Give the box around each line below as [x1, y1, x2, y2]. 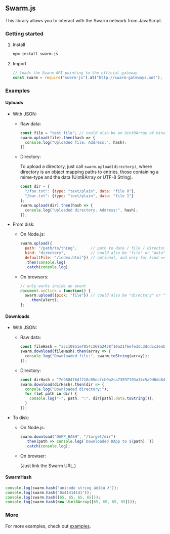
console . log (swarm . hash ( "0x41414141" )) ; [5, 490, 92, 495]
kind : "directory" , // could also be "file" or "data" [24, 251, 165, 256]
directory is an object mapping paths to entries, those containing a [20, 169, 159, 175]
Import [12, 60, 27, 66]
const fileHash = [20, 344, 57, 349]
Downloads [5, 313, 30, 319]
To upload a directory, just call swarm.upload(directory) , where [20, 163, 152, 170]
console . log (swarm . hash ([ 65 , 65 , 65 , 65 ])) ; [5, 495, 101, 500]
